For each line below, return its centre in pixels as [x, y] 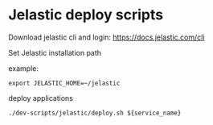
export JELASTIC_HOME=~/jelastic [64, 83]
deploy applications [41, 98]
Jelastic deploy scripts [86, 15]
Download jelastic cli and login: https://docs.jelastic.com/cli [106, 37]
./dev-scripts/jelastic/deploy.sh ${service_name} [95, 113]
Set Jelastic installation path [55, 52]
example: [23, 68]
